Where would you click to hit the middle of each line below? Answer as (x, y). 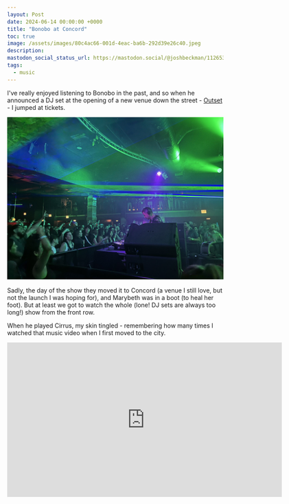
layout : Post (26, 14)
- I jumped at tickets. (36, 107)
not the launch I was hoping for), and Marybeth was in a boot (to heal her (111, 297)
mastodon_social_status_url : (49, 58)
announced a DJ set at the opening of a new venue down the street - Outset (115, 100)
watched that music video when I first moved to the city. (86, 332)
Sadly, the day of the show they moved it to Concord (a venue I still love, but (115, 290)
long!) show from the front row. (51, 312)
